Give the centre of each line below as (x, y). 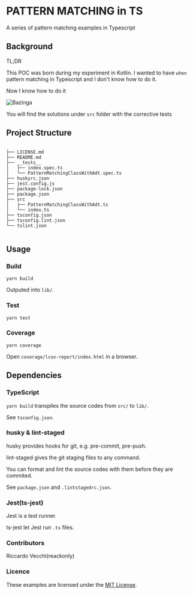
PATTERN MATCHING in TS (75, 11)
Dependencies (34, 376)
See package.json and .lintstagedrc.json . (59, 487)
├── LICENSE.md (25, 152)
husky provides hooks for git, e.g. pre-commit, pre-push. (76, 446)
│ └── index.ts (28, 210)
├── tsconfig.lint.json (36, 220)
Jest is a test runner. (31, 516)
